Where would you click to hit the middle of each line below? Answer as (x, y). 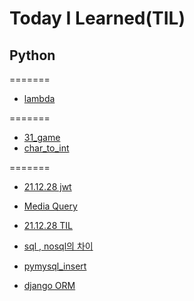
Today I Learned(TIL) (97, 18)
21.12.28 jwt (47, 186)
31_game (42, 137)
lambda (39, 98)
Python (32, 55)
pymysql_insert (55, 266)
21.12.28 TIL (48, 225)
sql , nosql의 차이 (58, 246)
